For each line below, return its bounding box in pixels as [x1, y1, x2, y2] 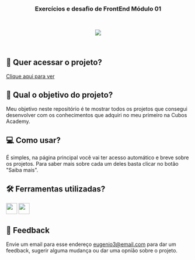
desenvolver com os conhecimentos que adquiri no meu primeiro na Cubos [6, 111, 187, 118]
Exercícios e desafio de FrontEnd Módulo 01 [34, 5, 162, 13]
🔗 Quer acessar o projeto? [6, 57, 102, 67]
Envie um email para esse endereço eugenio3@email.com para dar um [6, 241, 176, 248]
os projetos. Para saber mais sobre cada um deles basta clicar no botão [6, 160, 179, 167]
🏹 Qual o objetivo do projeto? [6, 90, 113, 100]
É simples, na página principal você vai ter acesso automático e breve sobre [6, 154, 189, 161]
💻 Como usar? [6, 135, 61, 145]
